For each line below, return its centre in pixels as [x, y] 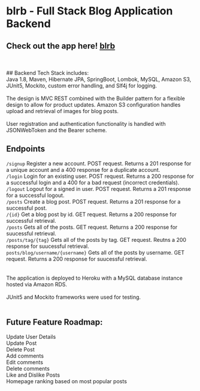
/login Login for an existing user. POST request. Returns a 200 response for [100, 176]
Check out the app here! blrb [61, 46]
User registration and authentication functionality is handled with [86, 124]
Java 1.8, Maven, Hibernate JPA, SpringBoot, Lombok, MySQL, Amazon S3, [99, 79]
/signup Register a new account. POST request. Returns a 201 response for [99, 163]
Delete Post [20, 349]
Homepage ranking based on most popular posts [67, 381]
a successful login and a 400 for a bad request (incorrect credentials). [93, 182]
